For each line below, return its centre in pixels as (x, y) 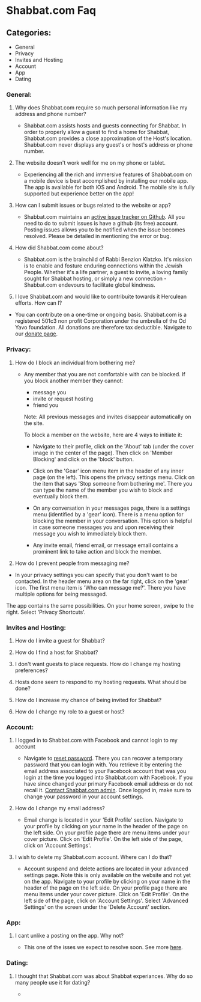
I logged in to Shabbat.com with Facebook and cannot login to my (96, 741)
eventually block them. (61, 496)
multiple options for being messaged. (61, 594)
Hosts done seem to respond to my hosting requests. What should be (101, 682)
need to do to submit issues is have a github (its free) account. (101, 224)
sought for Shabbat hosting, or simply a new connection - (95, 279)
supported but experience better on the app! (79, 194)
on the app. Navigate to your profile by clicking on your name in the (107, 882)
